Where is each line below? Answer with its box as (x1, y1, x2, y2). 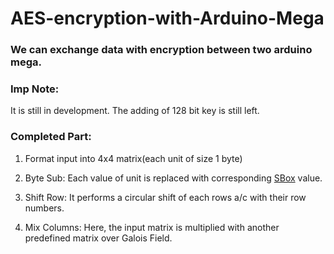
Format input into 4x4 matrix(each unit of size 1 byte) (24, 152, 243, 164)
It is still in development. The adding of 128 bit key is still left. (10, 105, 260, 117)
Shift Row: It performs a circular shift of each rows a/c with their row (24, 191, 307, 203)
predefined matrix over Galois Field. (24, 232, 173, 244)
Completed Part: (10, 130, 92, 144)
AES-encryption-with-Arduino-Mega (10, 7, 325, 30)
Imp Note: (10, 82, 60, 96)
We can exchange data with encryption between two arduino (10, 43, 313, 57)
